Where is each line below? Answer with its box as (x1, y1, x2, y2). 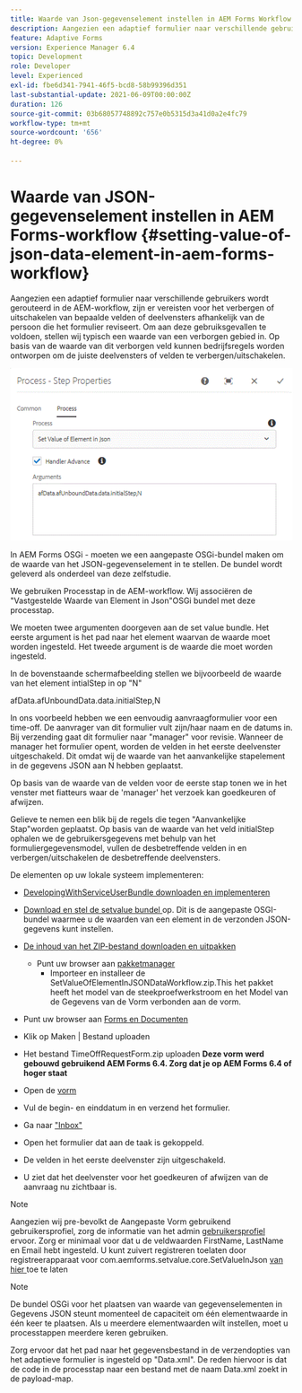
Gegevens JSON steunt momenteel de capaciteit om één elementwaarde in (10, 1308, 289, 1319)
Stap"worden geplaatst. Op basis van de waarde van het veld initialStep (10, 823, 275, 834)
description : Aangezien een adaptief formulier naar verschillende (10, 23, 268, 33)
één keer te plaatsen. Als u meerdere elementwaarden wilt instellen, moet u (10, 1318, 289, 1328)
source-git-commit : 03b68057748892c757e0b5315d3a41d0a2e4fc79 (10, 109, 247, 118)
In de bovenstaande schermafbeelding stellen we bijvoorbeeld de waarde (10, 668, 281, 679)
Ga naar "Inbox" (22, 1119, 83, 1130)
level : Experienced (10, 72, 83, 81)
